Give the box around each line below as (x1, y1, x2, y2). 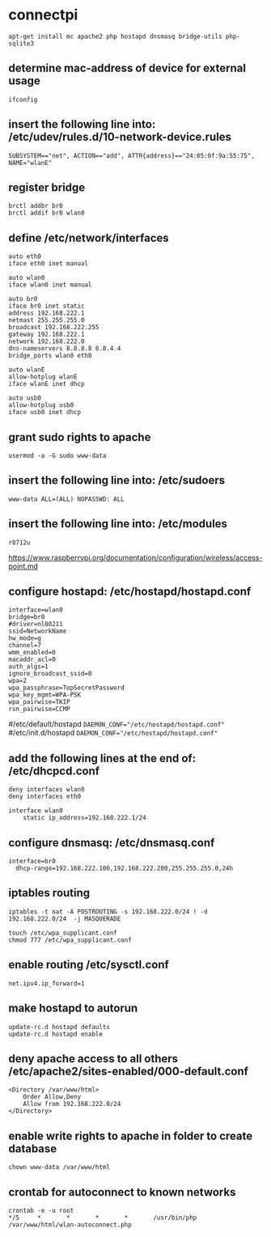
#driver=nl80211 (8, 621, 63, 629)
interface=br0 (8, 858, 57, 866)
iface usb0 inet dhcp (8, 409, 82, 417)
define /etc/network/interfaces (8, 231, 170, 244)
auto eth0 (8, 252, 42, 261)
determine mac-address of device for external (8, 61, 247, 75)
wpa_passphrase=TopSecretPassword (8, 684, 125, 693)
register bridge (8, 180, 86, 194)
